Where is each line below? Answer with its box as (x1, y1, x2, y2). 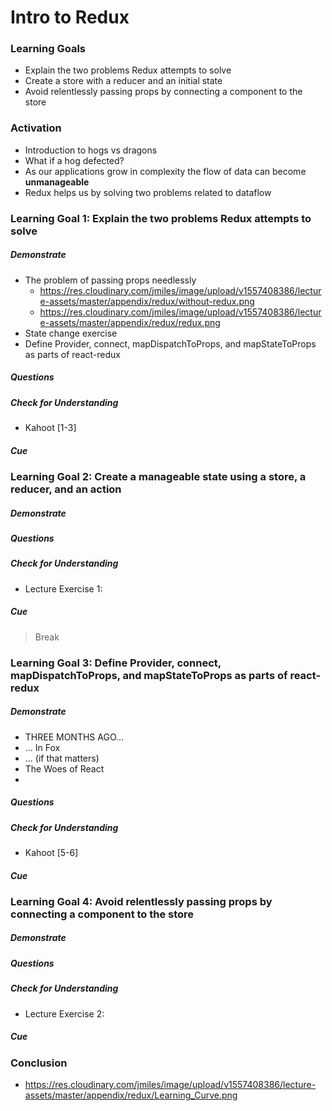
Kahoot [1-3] (24, 422, 77, 434)
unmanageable (24, 176, 90, 188)
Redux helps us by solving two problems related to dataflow (24, 186, 272, 198)
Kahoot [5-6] (24, 846, 79, 858)
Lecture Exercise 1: (24, 582, 103, 595)
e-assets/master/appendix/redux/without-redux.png (39, 295, 255, 307)
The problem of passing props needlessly (24, 274, 197, 286)
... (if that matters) (24, 752, 100, 764)
